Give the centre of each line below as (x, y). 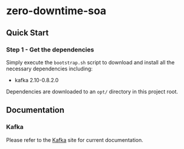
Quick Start (27, 33)
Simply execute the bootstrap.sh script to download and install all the (91, 62)
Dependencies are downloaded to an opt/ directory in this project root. (92, 91)
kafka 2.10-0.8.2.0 (37, 80)
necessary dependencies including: (50, 69)
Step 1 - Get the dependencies (50, 50)
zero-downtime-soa (56, 11)
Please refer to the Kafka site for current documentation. (75, 140)
